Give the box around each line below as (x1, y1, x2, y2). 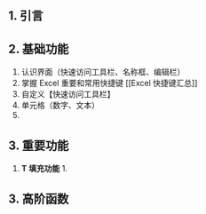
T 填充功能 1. (20, 163, 68, 174)
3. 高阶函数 (8, 192, 69, 207)
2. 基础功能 (8, 41, 69, 56)
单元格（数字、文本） (20, 100, 99, 111)
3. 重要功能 (8, 138, 69, 153)
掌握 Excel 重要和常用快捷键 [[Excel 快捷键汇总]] (20, 78, 198, 89)
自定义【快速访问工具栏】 (20, 89, 115, 99)
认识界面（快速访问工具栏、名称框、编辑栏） (20, 67, 186, 77)
